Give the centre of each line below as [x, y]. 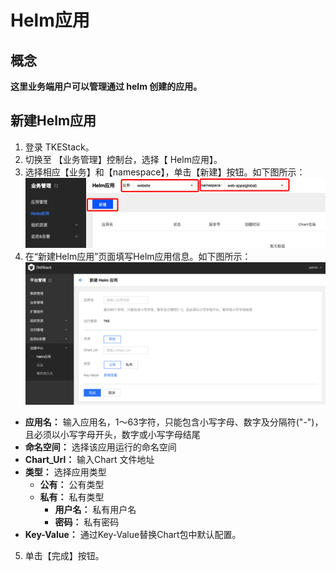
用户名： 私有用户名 [95, 510]
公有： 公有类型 [72, 485]
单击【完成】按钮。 [64, 556]
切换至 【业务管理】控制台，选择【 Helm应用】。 [123, 159]
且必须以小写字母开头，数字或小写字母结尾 [112, 435]
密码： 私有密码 [87, 522]
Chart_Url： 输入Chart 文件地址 [89, 460]
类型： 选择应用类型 [65, 472]
